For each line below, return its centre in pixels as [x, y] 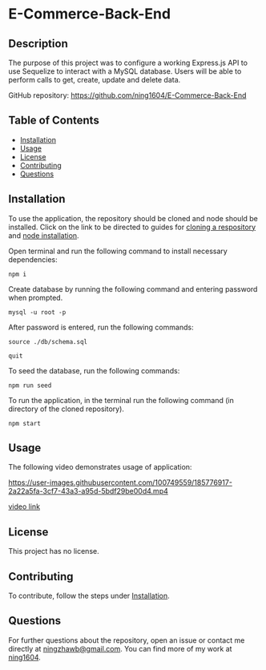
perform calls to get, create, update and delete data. [95, 80]
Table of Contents [54, 121]
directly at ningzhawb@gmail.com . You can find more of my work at [120, 648]
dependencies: [33, 259]
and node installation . [44, 235]
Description [38, 44]
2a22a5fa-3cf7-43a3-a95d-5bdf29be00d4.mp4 [88, 491]
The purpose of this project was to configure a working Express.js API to [128, 63]
